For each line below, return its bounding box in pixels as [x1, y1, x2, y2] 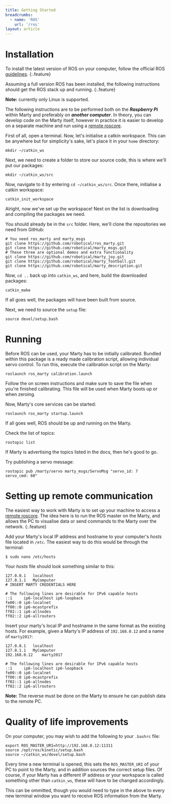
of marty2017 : [5, 633, 33, 639]
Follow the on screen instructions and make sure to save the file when [5, 380, 152, 386]
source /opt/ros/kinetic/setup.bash [5, 747, 83, 753]
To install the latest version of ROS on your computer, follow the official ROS [5, 66, 165, 72]
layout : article [5, 27, 40, 32]
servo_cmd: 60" [5, 473, 38, 478]
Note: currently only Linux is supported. [5, 96, 89, 103]
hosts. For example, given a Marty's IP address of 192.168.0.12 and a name [5, 628, 164, 634]
